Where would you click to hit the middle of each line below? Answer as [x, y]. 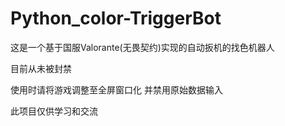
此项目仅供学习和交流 [54, 111]
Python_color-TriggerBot [116, 18]
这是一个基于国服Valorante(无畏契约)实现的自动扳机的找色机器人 [142, 47]
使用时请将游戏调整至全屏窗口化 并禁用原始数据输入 [116, 89]
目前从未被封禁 [41, 68]
